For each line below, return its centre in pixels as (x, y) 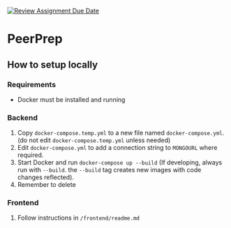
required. (30, 155)
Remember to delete (47, 185)
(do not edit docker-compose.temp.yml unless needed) (94, 140)
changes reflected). (46, 177)
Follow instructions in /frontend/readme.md (78, 218)
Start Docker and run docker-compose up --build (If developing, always (120, 162)
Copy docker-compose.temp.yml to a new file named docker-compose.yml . (121, 133)
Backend (23, 117)
